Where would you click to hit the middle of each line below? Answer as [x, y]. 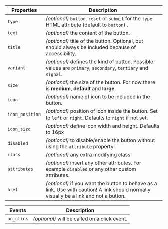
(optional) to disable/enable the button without [100, 140]
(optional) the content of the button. [88, 33]
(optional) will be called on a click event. [80, 219]
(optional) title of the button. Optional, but [94, 41]
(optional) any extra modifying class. [89, 154]
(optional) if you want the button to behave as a [101, 184]
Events [18, 210]
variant [17, 68]
